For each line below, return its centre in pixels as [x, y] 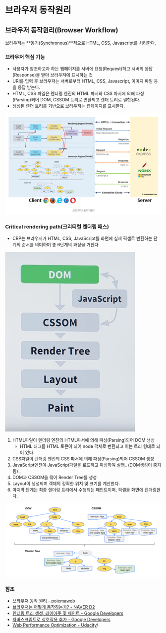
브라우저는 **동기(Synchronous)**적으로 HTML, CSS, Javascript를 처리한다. [81, 43]
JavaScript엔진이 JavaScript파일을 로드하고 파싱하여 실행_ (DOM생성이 [82, 465]
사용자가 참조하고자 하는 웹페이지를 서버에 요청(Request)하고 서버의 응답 [83, 69]
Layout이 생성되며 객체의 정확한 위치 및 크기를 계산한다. [66, 483]
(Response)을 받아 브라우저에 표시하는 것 [53, 75]
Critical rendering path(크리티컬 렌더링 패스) [57, 226]
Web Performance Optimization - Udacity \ [55, 625]
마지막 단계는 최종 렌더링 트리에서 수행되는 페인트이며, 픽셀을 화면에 [78, 490]
